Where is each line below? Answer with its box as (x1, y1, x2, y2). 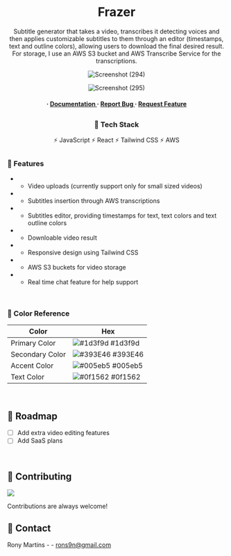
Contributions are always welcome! (7, 502, 108, 511)
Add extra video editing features (17, 429, 110, 437)
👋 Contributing (7, 471, 72, 482)
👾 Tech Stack (94, 120, 139, 129)
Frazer (97, 4, 136, 20)
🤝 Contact (7, 522, 51, 534)
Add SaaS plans (17, 436, 63, 445)
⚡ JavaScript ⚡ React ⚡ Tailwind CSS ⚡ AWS (53, 136, 180, 145)
